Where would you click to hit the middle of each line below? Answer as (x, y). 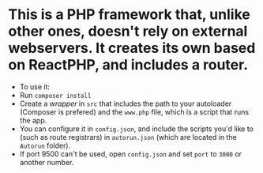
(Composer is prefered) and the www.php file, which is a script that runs (134, 111)
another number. (47, 162)
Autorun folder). (45, 145)
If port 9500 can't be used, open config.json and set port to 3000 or (131, 154)
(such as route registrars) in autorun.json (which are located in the (128, 137)
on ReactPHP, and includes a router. (128, 65)
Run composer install (55, 95)
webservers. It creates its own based (132, 48)
